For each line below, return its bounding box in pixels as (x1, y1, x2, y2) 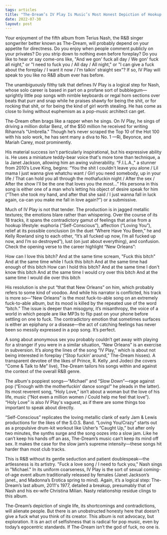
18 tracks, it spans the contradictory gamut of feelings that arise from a (5, 217, 151, 223)
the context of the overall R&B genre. (5, 368, 81, 374)
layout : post (5, 21, 32, 26)
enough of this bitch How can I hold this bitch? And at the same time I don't (5, 264, 160, 270)
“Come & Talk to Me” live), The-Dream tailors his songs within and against (5, 363, 157, 369)
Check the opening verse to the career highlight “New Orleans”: (5, 243, 136, 250)
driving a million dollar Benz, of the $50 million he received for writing (5, 123, 148, 129)
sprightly (5, 92, 23, 98)
